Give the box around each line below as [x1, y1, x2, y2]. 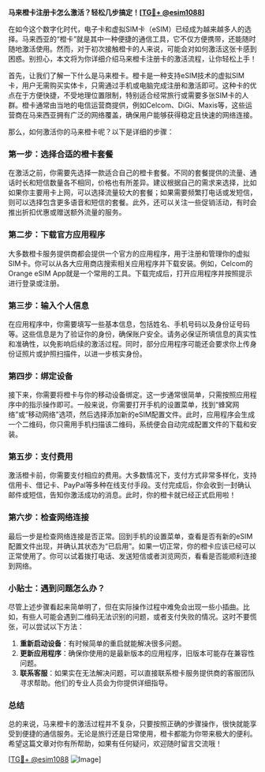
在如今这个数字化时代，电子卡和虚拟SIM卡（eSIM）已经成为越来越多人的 [8, 24, 244, 34]
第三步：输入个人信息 [8, 300, 89, 311]
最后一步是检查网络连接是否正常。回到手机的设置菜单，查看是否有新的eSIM [8, 531, 253, 541]
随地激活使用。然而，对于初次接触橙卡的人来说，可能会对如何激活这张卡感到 [8, 44, 257, 54]
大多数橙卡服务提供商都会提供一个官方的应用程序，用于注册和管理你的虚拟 [8, 249, 250, 258]
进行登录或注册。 [8, 278, 64, 287]
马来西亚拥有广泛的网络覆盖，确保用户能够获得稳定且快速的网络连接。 [28, 111, 257, 119]
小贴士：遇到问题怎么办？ [8, 583, 106, 594]
